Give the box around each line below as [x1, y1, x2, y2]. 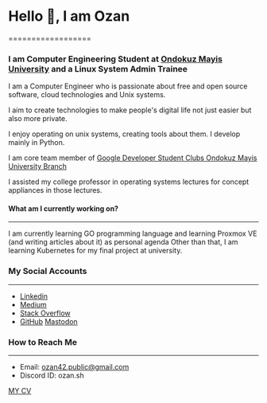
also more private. [8, 114, 68, 123]
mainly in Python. [8, 138, 65, 147]
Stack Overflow [19, 308, 72, 318]
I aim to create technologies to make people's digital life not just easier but [8, 105, 252, 115]
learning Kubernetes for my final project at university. [8, 246, 183, 256]
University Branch [8, 162, 68, 171]
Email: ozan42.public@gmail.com [19, 362, 130, 372]
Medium [19, 299, 48, 309]
